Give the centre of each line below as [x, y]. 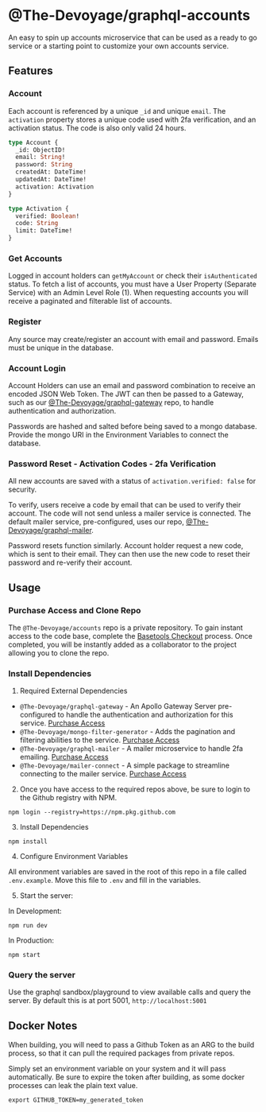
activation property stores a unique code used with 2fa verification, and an [132, 119]
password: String [44, 165]
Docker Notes [43, 1026]
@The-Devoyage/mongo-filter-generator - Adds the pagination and [127, 732]
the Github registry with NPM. [68, 798]
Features [31, 71]
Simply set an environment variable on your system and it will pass [117, 1069]
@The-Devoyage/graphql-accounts [129, 16]
